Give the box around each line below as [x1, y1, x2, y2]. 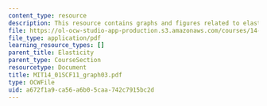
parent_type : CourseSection [8, 57, 102, 65]
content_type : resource [8, 11, 87, 20]
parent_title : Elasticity [8, 49, 94, 57]
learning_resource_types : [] [8, 41, 105, 49]
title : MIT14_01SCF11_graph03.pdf [8, 71, 123, 79]
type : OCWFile [8, 78, 56, 86]
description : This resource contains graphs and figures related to [8, 19, 240, 27]
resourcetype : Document [8, 64, 87, 72]
